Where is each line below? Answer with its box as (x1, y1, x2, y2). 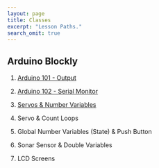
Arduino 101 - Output (17, 74, 76, 82)
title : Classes (7, 17, 51, 24)
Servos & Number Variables (17, 101, 97, 109)
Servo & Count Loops (17, 114, 78, 122)
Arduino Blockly (7, 55, 78, 67)
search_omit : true (7, 29, 60, 37)
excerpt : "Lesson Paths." (7, 23, 82, 30)
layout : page (7, 10, 45, 17)
